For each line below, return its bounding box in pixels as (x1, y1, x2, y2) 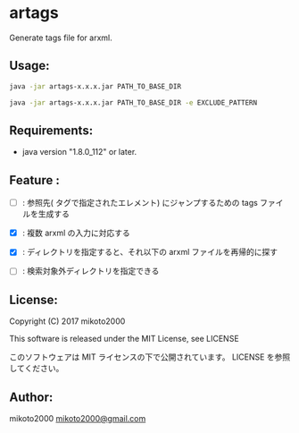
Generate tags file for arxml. (9, 32, 113, 43)
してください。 (9, 363, 64, 374)
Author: (9, 389, 54, 404)
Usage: (9, 58, 51, 73)
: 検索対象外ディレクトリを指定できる (21, 266, 160, 276)
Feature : (9, 173, 60, 188)
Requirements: (9, 123, 94, 138)
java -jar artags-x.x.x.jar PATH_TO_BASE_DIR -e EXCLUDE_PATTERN (9, 98, 257, 107)
